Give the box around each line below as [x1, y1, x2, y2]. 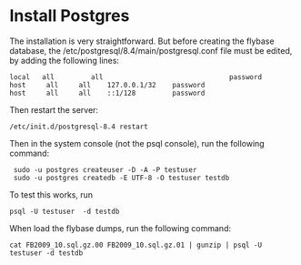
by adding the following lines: [9, 55, 120, 66]
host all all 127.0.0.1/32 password [9, 80, 206, 89]
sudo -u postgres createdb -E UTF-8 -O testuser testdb [13, 173, 230, 182]
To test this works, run [9, 189, 94, 200]
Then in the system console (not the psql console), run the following [9, 138, 266, 148]
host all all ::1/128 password [9, 88, 206, 97]
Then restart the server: [9, 104, 98, 115]
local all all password [9, 72, 262, 82]
